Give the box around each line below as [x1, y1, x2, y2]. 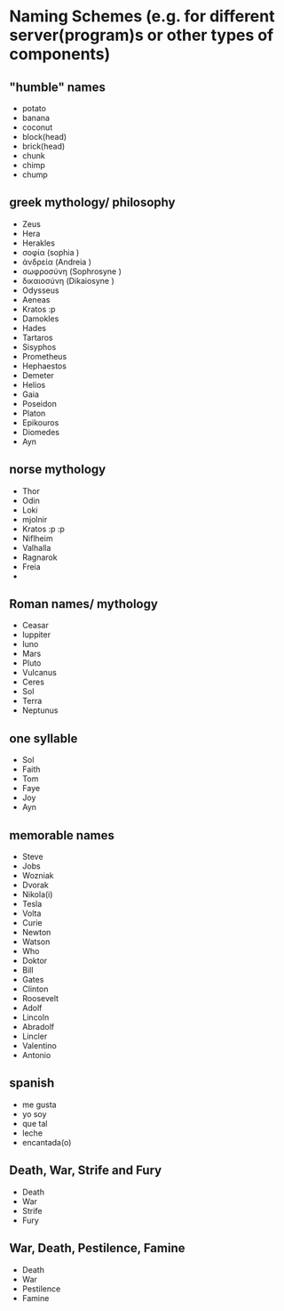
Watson [21, 936, 51, 947]
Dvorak [21, 879, 49, 891]
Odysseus [21, 285, 59, 295]
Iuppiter [21, 629, 51, 640]
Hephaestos [21, 360, 67, 371]
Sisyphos [21, 341, 57, 352]
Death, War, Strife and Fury [9, 1163, 162, 1178]
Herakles [21, 238, 56, 248]
